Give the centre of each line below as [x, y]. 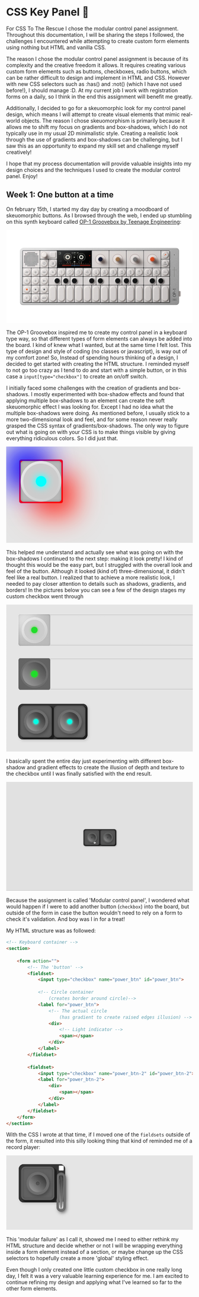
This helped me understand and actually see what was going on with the [95, 552]
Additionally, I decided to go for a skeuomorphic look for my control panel [96, 108]
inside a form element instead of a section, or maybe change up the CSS [95, 1251]
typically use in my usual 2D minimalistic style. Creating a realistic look [92, 133]
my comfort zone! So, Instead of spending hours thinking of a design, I [92, 357]
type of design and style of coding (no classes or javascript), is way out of [97, 351]
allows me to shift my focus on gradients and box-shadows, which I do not [97, 127]
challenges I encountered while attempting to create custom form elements [98, 41]
